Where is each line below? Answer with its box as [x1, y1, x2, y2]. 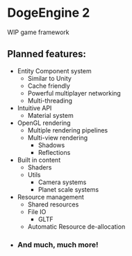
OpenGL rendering [17, 119, 71, 127]
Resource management [17, 193, 85, 201]
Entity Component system [17, 66, 92, 75]
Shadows [38, 141, 65, 149]
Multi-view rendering [27, 133, 88, 142]
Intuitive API [17, 103, 52, 112]
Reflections [38, 148, 71, 156]
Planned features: [7, 48, 87, 60]
